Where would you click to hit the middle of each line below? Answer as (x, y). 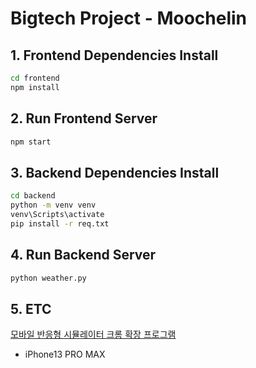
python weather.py (48, 278)
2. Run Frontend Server (84, 118)
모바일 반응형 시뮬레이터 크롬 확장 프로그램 (93, 334)
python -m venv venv (53, 205)
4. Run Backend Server (83, 255)
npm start (31, 142)
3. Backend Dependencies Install (115, 172)
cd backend (33, 196)
